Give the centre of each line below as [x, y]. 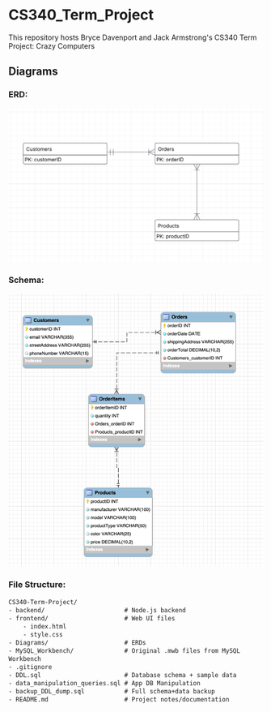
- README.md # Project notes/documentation [119, 700]
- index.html [45, 627]
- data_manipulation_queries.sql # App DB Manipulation [104, 684]
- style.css [43, 635]
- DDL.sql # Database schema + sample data [123, 676]
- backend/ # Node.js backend [97, 611]
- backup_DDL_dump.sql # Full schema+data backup [112, 692]
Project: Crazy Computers [52, 45]
